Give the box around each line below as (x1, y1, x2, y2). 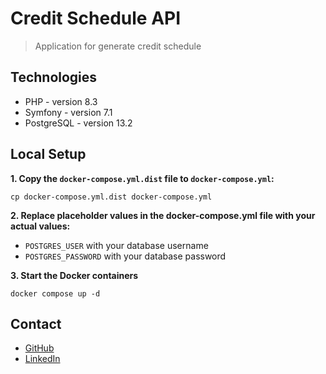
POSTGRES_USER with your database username (24, 239, 209, 251)
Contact (10, 315, 62, 332)
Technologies (10, 69, 98, 86)
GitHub (24, 342, 55, 354)
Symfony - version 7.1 (24, 106, 113, 118)
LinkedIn (24, 353, 61, 365)
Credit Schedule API (10, 7, 182, 30)
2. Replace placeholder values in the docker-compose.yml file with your (10, 209, 316, 221)
